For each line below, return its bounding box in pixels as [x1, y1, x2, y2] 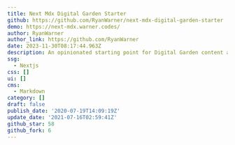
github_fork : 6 [7, 127, 52, 134]
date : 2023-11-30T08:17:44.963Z [7, 43, 101, 49]
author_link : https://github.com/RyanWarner [7, 36, 139, 43]
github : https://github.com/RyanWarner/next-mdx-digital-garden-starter [7, 17, 224, 24]
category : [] [7, 95, 45, 102]
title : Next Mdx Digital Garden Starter [7, 10, 127, 17]
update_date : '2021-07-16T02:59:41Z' [7, 114, 117, 121]
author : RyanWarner [7, 29, 64, 37]
